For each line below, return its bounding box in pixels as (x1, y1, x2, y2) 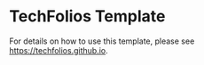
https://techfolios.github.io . (9, 45, 108, 55)
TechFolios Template (9, 6, 166, 27)
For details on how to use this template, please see (9, 36, 195, 46)
